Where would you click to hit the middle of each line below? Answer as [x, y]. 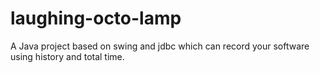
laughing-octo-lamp [96, 18]
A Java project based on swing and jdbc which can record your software [160, 46]
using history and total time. [67, 56]
